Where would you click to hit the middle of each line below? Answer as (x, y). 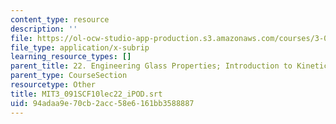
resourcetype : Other (53, 85)
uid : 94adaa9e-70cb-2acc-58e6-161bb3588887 (102, 103)
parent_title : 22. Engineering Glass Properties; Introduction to (151, 66)
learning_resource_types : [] (71, 57)
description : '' (44, 29)
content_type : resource (60, 19)
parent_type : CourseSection (69, 76)
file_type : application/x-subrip (80, 47)
